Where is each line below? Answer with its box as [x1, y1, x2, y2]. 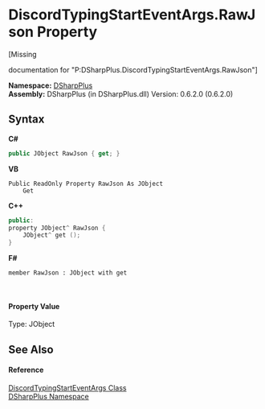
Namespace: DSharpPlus [8, 81, 93, 90]
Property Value [8, 301, 60, 311]
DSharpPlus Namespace [8, 391, 90, 401]
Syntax [8, 113, 45, 126]
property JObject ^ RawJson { [8, 224, 106, 232]
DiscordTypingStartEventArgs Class [8, 382, 127, 392]
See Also [8, 342, 54, 356]
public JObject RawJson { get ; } [8, 149, 120, 158]
